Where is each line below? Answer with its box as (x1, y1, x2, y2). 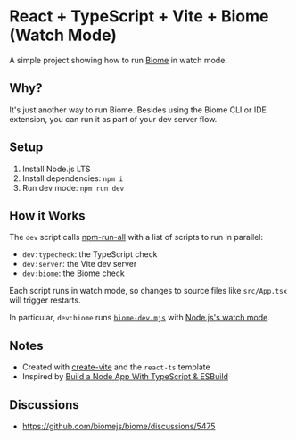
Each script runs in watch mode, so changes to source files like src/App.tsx (9, 286, 288, 296)
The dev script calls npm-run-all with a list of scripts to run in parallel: (9, 232, 263, 243)
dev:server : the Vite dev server (21, 259, 137, 270)
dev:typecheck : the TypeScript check (21, 249, 158, 260)
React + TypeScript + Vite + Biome (9, 6, 269, 27)
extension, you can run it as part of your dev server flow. (9, 113, 218, 124)
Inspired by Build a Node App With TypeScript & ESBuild (21, 371, 229, 382)
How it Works (9, 208, 86, 223)
